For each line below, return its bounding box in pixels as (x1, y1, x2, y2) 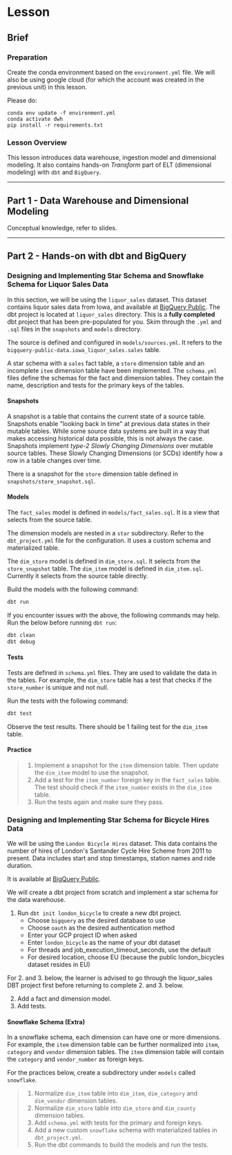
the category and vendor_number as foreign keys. (7, 1055, 144, 1064)
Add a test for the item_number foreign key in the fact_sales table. (34, 775, 222, 784)
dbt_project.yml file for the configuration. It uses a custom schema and (7, 537, 211, 545)
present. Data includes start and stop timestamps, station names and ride (7, 854, 216, 862)
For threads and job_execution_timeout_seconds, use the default (27, 945, 211, 954)
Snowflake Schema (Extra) (7, 1017, 85, 1026)
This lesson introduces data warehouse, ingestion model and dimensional (7, 154, 216, 162)
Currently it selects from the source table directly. (7, 572, 148, 580)
